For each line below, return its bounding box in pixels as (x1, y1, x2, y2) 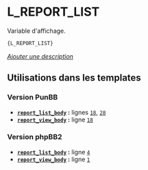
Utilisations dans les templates (7, 72, 142, 84)
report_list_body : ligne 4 (16, 147, 90, 156)
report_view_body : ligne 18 (16, 115, 94, 124)
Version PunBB (7, 93, 58, 102)
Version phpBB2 (7, 132, 63, 142)
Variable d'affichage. (7, 27, 66, 35)
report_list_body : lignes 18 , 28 (16, 108, 106, 116)
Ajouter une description (7, 52, 74, 60)
